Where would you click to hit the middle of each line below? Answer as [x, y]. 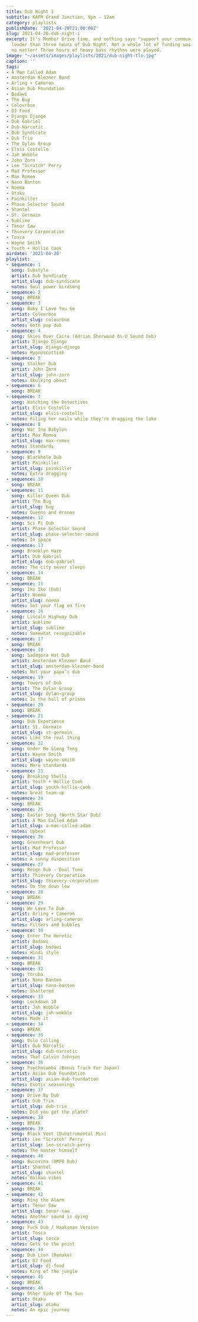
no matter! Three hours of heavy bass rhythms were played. [87, 50]
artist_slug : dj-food [38, 1266]
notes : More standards [39, 765]
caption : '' [21, 61]
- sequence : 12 [25, 518]
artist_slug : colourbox [40, 320]
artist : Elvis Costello [40, 408]
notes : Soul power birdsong [46, 287]
